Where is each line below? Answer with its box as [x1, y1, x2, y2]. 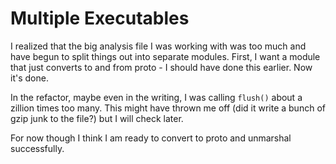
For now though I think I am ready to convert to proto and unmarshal [10, 132, 292, 144]
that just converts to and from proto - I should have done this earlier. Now [10, 61, 313, 73]
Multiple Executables [10, 7, 190, 30]
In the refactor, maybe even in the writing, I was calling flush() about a [10, 91, 303, 103]
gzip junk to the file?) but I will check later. [10, 112, 184, 124]
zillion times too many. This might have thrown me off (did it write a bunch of [10, 102, 326, 114]
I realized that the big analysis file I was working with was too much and [10, 40, 307, 52]
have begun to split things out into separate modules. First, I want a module [10, 50, 321, 62]
